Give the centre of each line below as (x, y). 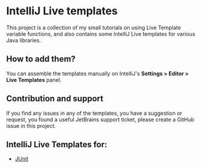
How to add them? (41, 59)
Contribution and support (55, 99)
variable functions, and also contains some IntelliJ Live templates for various (101, 33)
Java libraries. (24, 40)
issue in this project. (31, 126)
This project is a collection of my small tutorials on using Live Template (94, 28)
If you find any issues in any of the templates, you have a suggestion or (94, 113)
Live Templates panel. (34, 80)
